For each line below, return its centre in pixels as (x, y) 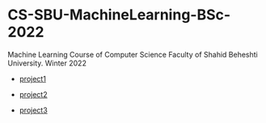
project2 (33, 94)
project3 (33, 110)
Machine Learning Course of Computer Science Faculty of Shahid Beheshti (133, 54)
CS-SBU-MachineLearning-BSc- (119, 15)
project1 (32, 78)
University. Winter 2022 (47, 63)
